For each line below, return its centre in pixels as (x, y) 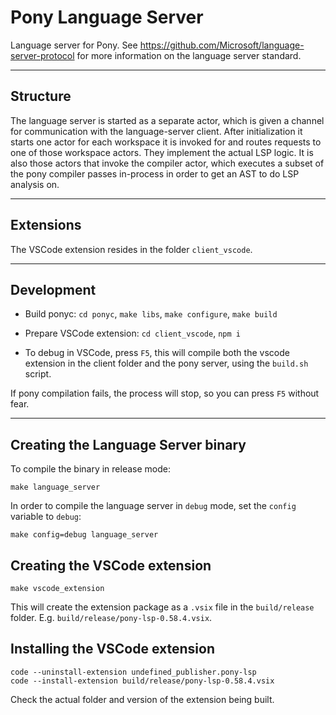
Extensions (46, 225)
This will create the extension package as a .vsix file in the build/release (162, 607)
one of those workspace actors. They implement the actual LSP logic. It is (162, 152)
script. (38, 374)
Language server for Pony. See (74, 45)
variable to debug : (46, 517)
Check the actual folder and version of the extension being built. (142, 699)
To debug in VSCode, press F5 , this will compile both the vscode (157, 353)
